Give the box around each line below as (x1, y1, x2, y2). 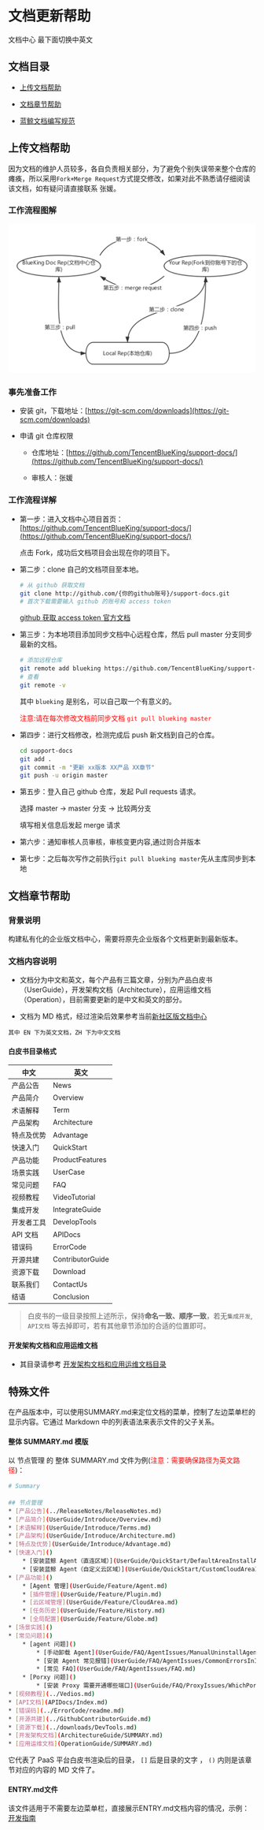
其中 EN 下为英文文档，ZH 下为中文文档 (8, 1029, 121, 1037)
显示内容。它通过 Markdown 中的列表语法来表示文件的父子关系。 (8, 1417, 218, 1426)
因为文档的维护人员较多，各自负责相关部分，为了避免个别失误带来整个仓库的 (8, 163, 256, 173)
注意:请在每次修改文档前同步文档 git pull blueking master (19, 713, 212, 722)
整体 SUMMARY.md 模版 (8, 1437, 89, 1446)
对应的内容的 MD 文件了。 (14, 1765, 100, 1775)
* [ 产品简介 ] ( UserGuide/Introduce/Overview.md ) (8, 1515, 163, 1523)
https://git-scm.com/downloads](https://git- (87, 406, 229, 416)
